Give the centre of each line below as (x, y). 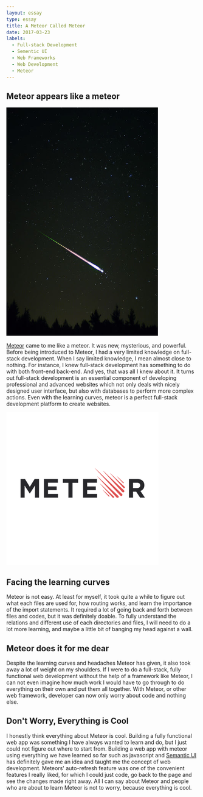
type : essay (21, 19)
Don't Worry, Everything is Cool (67, 721)
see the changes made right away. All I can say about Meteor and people (98, 781)
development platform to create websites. (58, 404)
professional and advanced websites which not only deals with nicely (93, 385)
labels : (16, 39)
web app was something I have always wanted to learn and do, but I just (97, 742)
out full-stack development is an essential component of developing (91, 378)
